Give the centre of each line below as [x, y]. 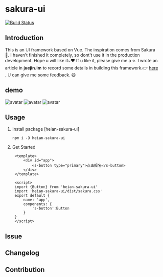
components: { [38, 204]
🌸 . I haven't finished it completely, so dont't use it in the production [73, 55]
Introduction [24, 38]
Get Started [24, 147]
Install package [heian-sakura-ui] [46, 129]
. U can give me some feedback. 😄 [41, 75]
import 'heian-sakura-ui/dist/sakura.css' [58, 191]
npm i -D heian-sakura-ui [38, 138]
